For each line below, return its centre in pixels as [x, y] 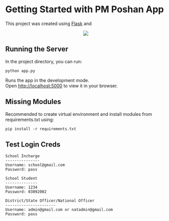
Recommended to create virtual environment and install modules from [79, 114]
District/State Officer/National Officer [50, 201]
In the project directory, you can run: [44, 61]
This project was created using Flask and [49, 23]
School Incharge [22, 156]
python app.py [20, 71]
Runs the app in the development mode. [47, 80]
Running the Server [37, 49]
